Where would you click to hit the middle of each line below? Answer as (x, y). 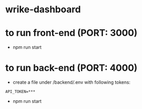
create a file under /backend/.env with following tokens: (72, 82)
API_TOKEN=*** (21, 92)
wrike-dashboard (43, 10)
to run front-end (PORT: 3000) (71, 33)
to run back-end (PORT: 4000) (71, 68)
